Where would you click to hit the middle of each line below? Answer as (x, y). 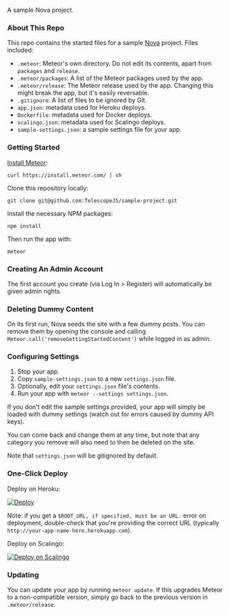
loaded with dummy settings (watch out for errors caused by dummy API (111, 414)
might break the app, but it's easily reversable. (83, 93)
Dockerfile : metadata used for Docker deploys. (85, 115)
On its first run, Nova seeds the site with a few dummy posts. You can (106, 324)
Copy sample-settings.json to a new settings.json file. (96, 379)
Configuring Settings (43, 357)
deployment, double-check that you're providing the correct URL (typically (113, 523)
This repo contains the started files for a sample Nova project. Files (103, 43)
